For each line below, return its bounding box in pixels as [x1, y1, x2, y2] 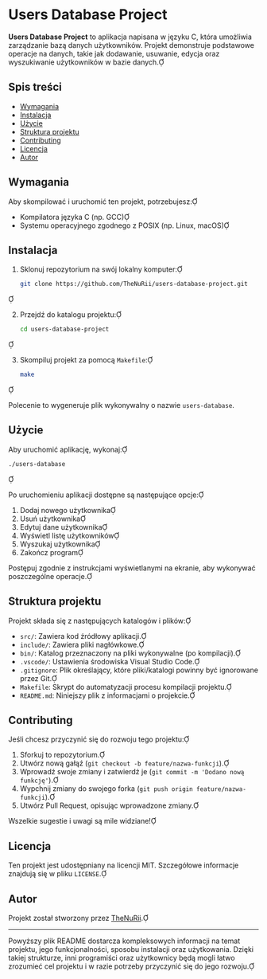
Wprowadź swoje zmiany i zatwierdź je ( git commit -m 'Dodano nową [19, 767, 245, 777]
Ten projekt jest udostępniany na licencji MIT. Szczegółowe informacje [8, 860, 239, 870]
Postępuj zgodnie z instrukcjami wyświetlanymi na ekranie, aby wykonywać [8, 563, 256, 573]
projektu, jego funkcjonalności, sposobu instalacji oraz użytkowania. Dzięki [8, 944, 254, 954]
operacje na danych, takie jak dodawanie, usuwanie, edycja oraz [8, 49, 220, 58]
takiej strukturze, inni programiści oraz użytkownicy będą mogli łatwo [8, 953, 236, 962]
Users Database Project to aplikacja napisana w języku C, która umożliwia [8, 32, 253, 41]
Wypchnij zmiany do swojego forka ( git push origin [19, 784, 193, 793]
